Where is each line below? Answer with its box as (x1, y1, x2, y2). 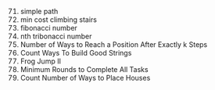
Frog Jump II (20, 56, 62, 66)
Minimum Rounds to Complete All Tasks (20, 65, 149, 74)
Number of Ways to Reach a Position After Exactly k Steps (20, 40, 208, 49)
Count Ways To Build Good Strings (20, 49, 132, 57)
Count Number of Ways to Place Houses (20, 74, 151, 82)
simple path (20, 7, 59, 16)
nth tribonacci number (20, 31, 92, 41)
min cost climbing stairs (20, 15, 97, 24)
